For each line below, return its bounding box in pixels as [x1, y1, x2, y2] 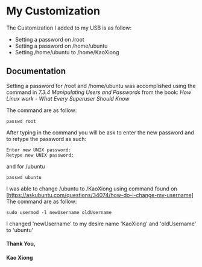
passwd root [6, 118, 36, 124]
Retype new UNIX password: [6, 152, 74, 158]
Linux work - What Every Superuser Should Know [6, 95, 130, 102]
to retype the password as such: [6, 135, 86, 142]
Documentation [6, 66, 66, 77]
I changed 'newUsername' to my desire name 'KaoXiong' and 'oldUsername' [6, 220, 197, 227]
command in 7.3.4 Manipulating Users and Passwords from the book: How [6, 89, 192, 96]
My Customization [6, 4, 101, 18]
